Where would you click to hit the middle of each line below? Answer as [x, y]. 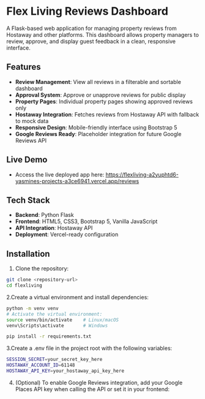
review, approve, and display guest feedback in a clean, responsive [91, 41]
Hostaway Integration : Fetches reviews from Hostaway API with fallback [107, 114]
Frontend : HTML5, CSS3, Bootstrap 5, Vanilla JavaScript [86, 221]
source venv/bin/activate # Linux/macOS [63, 320]
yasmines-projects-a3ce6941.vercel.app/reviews [77, 181]
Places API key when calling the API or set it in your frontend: [92, 389]
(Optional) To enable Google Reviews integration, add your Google [99, 382]
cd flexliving [24, 286]
